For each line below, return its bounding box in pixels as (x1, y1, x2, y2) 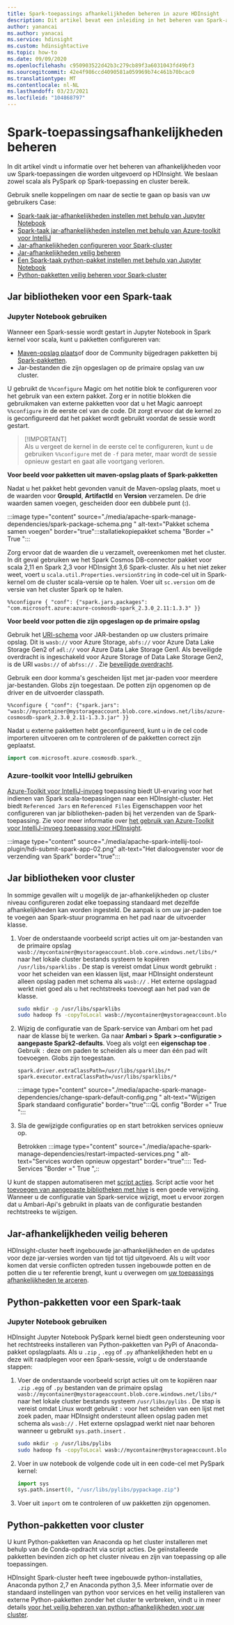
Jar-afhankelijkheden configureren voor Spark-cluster (17, 241, 173, 249)
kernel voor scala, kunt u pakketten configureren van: (7, 335, 161, 344)
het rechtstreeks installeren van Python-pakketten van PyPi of (7, 1340, 185, 1348)
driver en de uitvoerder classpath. (7, 688, 104, 697)
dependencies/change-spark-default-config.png (17, 1093, 158, 1102)
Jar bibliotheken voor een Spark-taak (7, 291, 172, 303)
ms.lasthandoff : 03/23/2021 (7, 88, 89, 95)
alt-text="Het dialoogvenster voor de (118, 845, 224, 853)
